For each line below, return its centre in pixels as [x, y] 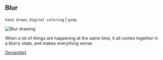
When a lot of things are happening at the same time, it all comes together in [81, 38]
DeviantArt [16, 52]
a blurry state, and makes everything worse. [49, 43]
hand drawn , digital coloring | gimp [41, 19]
